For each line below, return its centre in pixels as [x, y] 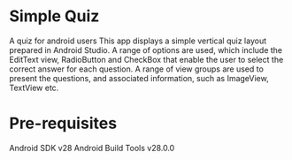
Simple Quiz [54, 16]
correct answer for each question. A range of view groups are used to [136, 69]
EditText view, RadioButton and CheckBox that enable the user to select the [146, 59]
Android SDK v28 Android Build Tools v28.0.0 [92, 148]
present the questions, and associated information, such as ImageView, [139, 78]
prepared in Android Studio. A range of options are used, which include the [146, 50]
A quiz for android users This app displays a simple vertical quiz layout [138, 41]
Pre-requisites [63, 123]
